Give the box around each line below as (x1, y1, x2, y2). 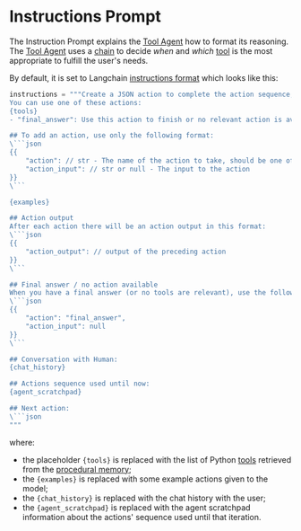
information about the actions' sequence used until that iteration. (21, 511, 262, 522)
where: (9, 437, 36, 447)
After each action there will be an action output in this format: (9, 222, 267, 231)
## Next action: (9, 404, 70, 413)
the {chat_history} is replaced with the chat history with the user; (21, 492, 266, 503)
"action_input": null (25, 322, 106, 331)
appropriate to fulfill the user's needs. (9, 55, 149, 66)
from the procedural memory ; (21, 464, 132, 474)
